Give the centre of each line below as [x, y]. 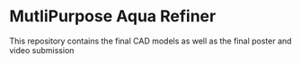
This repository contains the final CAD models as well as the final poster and [150, 41]
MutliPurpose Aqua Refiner [113, 16]
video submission [42, 50]
